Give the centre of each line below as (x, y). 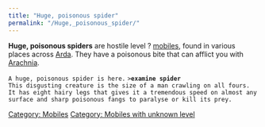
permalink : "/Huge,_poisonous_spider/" (74, 23)
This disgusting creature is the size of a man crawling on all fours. (129, 85)
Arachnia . (24, 62)
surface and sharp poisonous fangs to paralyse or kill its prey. (120, 99)
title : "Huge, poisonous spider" (63, 15)
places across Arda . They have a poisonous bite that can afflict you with (126, 54)
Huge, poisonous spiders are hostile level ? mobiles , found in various (122, 45)
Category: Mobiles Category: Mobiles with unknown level (102, 114)
